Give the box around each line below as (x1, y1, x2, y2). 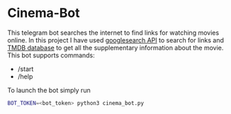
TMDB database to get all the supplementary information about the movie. (7, 43, 224, 52)
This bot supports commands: (7, 51, 96, 59)
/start (17, 64, 34, 73)
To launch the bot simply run (7, 86, 91, 94)
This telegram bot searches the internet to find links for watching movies (7, 28, 220, 37)
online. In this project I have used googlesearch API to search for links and (7, 35, 225, 44)
